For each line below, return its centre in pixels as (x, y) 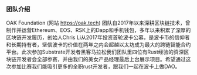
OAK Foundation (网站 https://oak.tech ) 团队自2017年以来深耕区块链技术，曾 (98, 23)
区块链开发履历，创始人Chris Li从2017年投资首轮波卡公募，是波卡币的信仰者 (98, 37)
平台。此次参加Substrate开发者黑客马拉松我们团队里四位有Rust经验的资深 (95, 52)
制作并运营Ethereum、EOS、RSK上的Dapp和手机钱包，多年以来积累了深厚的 (98, 30)
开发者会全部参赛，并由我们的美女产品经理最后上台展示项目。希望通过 (101, 59)
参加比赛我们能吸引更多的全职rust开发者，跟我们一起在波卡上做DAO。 (96, 67)
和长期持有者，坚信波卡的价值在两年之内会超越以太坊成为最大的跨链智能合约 (98, 45)
